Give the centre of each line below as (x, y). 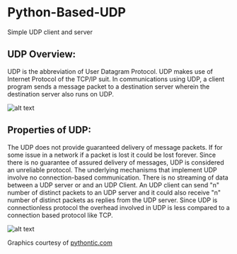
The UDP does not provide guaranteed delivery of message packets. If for (115, 147)
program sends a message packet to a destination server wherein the (109, 87)
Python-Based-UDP (67, 12)
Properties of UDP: (50, 130)
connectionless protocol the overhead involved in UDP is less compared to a (118, 207)
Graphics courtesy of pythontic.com (60, 243)
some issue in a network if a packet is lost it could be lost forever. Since (112, 155)
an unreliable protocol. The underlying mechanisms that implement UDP (112, 170)
